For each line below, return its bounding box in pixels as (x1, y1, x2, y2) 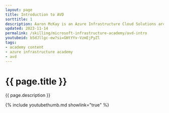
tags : (5, 40, 17, 45)
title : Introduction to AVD (5, 12, 64, 17)
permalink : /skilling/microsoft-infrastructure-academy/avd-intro (5, 31, 147, 36)
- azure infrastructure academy (5, 49, 73, 54)
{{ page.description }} (5, 92, 51, 98)
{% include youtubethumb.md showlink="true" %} (5, 102, 110, 108)
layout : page (5, 7, 33, 13)
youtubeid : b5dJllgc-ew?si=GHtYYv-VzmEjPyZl (5, 36, 100, 41)
